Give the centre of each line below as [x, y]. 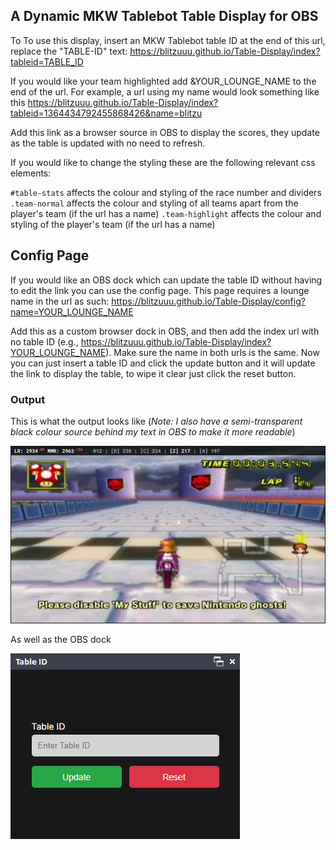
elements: [31, 173]
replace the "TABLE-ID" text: [69, 51]
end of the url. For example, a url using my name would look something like [165, 91]
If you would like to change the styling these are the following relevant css [163, 162]
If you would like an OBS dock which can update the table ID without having [166, 280]
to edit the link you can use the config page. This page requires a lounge [160, 290]
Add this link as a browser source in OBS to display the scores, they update [165, 132]
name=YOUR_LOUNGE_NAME [72, 311]
